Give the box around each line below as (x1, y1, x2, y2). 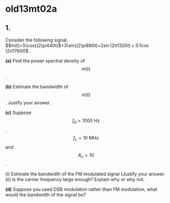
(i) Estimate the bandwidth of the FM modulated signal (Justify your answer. (5, 171, 165, 177)
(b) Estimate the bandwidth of (5, 84, 69, 89)
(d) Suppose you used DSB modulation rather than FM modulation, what (5, 186, 158, 192)
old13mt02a (5, 3, 57, 15)
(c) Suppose (5, 109, 32, 116)
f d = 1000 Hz (72, 118, 100, 125)
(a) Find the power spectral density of (5, 58, 86, 64)
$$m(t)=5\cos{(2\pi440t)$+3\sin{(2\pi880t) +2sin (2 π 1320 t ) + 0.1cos (5, 42, 149, 49)
